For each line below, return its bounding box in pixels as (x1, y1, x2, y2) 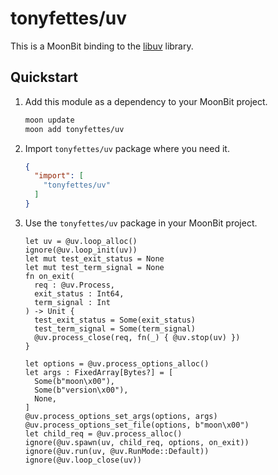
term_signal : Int (34, 297, 111, 307)
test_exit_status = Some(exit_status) (34, 315, 196, 325)
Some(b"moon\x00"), (34, 376, 115, 386)
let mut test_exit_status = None (24, 253, 165, 264)
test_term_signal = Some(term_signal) (34, 323, 196, 334)
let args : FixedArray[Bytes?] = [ (24, 367, 174, 377)
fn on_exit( (24, 271, 75, 281)
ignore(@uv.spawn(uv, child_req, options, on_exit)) (24, 437, 250, 447)
